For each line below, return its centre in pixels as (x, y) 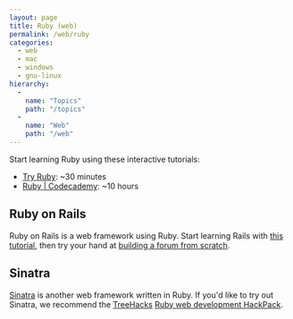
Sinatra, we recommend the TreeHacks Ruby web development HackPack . (146, 304)
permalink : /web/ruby (50, 34)
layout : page (33, 17)
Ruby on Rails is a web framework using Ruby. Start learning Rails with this (146, 235)
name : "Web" (47, 126)
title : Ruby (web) (43, 26)
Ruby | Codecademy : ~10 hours (80, 186)
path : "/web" (50, 134)
